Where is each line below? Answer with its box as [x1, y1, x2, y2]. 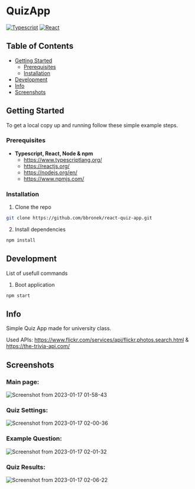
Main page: [6, 378, 40, 386]
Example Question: [6, 434, 62, 443]
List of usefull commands [6, 269, 68, 277]
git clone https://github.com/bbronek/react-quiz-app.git [6, 215, 152, 221]
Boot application [14, 281, 55, 288]
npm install [6, 237, 36, 243]
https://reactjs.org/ [23, 162, 70, 170]
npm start [6, 293, 31, 299]
